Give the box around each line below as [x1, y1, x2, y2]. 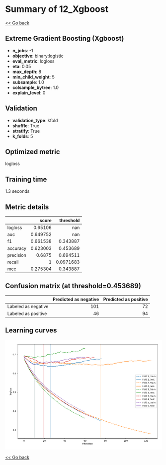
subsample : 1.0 [12, 79, 45, 85]
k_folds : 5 [12, 133, 33, 139]
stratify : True [12, 128, 40, 134]
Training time [5, 175, 47, 183]
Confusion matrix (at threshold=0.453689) [5, 282, 142, 290]
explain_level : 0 [12, 89, 46, 95]
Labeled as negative [7, 304, 49, 310]
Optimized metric [5, 148, 61, 156]
